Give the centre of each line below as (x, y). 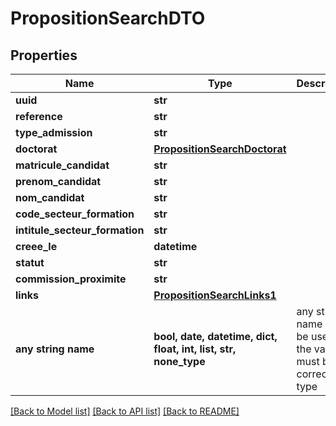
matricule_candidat (62, 165)
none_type (179, 361)
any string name (55, 349)
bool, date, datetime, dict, (215, 336)
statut (30, 262)
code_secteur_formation (75, 214)
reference (39, 116)
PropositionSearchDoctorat (220, 149)
